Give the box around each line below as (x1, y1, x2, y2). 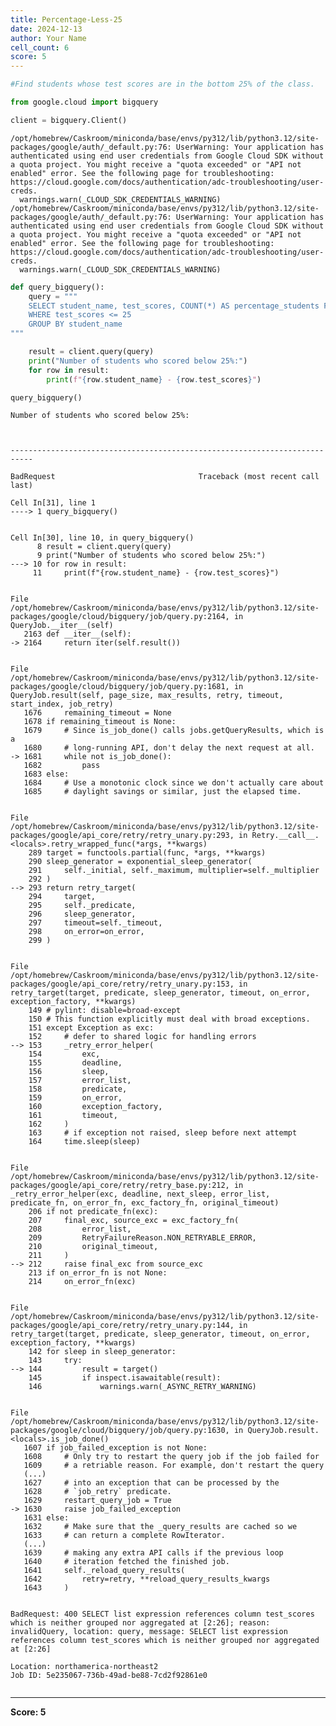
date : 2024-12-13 (10, 24, 83, 34)
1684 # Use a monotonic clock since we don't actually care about (23, 778, 325, 788)
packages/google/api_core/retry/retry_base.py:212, (10, 1181, 230, 1191)
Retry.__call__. (251, 831, 320, 841)
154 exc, (28, 1049, 101, 1060)
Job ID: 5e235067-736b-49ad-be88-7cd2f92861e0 (10, 1671, 208, 1681)
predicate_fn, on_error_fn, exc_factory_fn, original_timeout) (10, 1198, 280, 1208)
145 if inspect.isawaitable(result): (28, 1373, 222, 1383)
